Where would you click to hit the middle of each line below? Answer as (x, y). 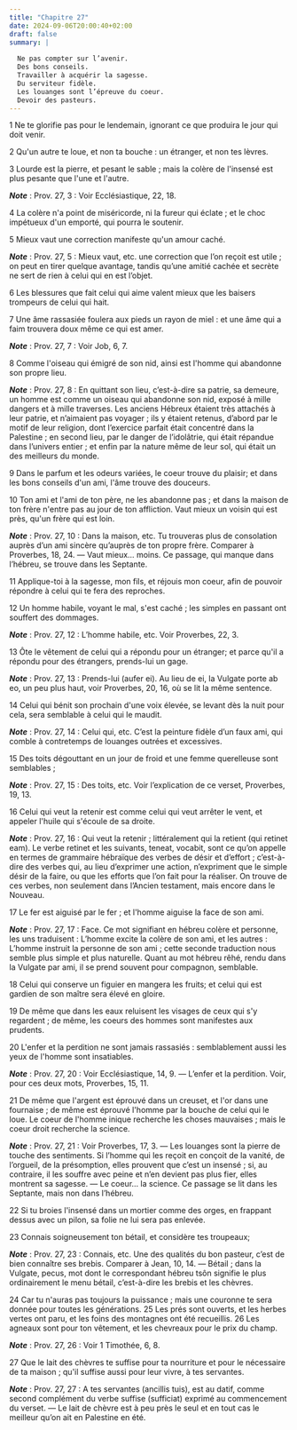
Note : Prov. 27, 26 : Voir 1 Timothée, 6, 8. (85, 1346)
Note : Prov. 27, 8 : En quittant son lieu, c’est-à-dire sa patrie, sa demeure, (144, 390)
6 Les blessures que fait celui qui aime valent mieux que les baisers (133, 293)
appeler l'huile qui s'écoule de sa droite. (82, 822)
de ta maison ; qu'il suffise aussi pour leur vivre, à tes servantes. (127, 1372)
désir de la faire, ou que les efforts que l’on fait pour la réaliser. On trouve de (148, 877)
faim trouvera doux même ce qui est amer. (86, 329)
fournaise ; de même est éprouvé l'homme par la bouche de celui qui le (139, 1110)
